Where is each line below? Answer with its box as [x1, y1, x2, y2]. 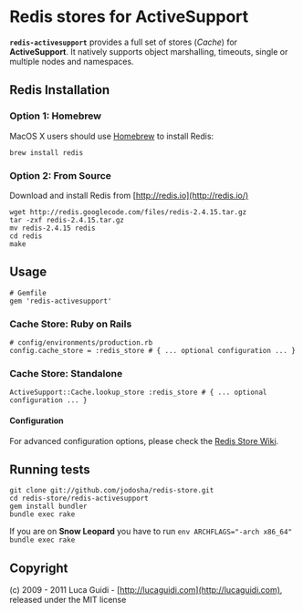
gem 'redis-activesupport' [9, 296, 112, 306]
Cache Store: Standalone [9, 367, 123, 379]
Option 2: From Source [9, 169, 112, 182]
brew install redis [9, 148, 84, 157]
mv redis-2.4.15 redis [9, 223, 96, 233]
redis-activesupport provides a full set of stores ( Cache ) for [9, 36, 238, 47]
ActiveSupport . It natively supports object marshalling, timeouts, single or [9, 46, 288, 57]
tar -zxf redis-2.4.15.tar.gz [9, 215, 125, 224]
